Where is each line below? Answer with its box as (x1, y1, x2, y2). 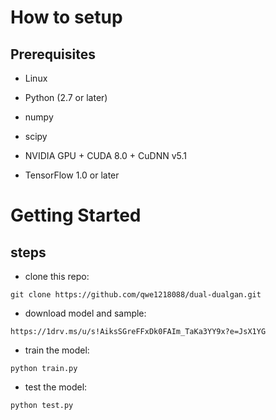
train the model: (24, 344, 90, 356)
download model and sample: (24, 307, 147, 319)
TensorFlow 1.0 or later (24, 169, 120, 181)
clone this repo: (24, 271, 90, 282)
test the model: (24, 381, 88, 393)
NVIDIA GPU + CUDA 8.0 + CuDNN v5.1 (24, 150, 187, 161)
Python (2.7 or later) (24, 92, 108, 103)
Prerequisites (10, 46, 96, 63)
